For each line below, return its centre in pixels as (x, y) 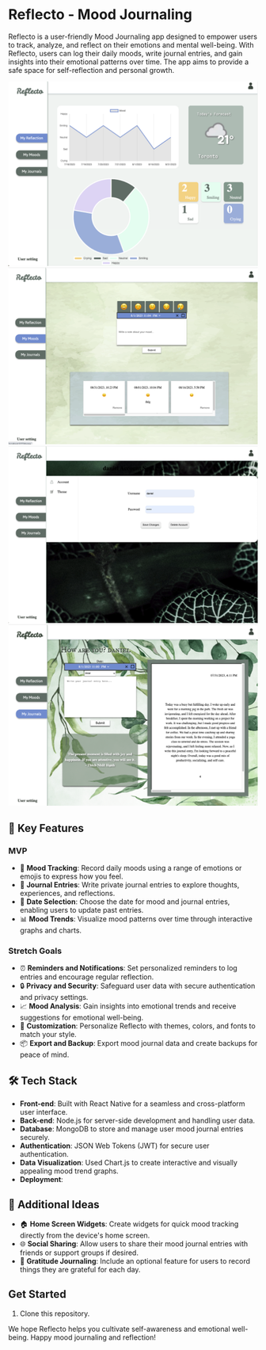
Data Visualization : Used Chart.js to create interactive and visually (128, 1163)
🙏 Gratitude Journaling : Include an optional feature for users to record (135, 1260)
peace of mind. (44, 1054)
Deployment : (41, 1180)
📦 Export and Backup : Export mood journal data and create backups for (139, 1043)
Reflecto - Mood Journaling (100, 15)
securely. (34, 1138)
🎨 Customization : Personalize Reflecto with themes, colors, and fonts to (137, 1026)
